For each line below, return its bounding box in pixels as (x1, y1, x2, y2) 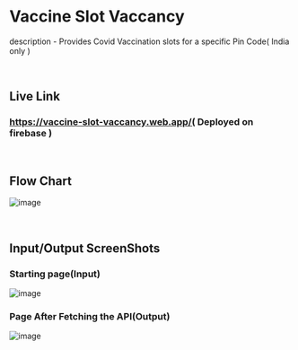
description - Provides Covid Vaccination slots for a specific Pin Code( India (9, 36, 290, 47)
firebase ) (9, 127, 53, 140)
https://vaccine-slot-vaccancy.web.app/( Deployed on (9, 116, 254, 128)
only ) (9, 45, 31, 56)
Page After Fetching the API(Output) (9, 311, 171, 323)
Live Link (9, 89, 61, 104)
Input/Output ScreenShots (9, 241, 161, 256)
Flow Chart (9, 173, 72, 189)
